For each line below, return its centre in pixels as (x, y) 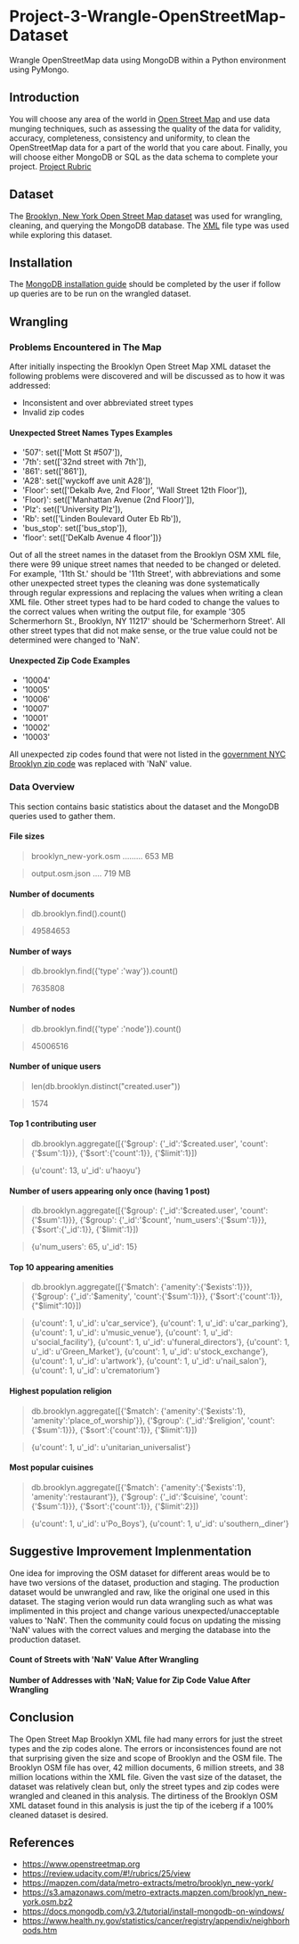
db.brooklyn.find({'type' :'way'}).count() (105, 971)
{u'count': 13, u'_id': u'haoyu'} (86, 1170)
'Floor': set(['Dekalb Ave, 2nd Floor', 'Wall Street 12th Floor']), (134, 490)
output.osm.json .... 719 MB (81, 873)
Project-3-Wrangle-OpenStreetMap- (148, 16)
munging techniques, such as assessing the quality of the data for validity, (145, 128)
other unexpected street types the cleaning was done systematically (135, 583)
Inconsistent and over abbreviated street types (108, 403)
